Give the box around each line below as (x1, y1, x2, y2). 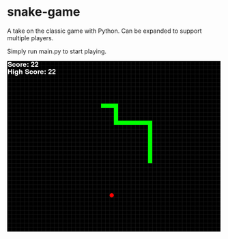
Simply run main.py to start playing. (7, 47, 107, 55)
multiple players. (7, 33, 54, 42)
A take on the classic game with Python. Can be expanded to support (7, 27, 203, 35)
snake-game (7, 4, 81, 20)
